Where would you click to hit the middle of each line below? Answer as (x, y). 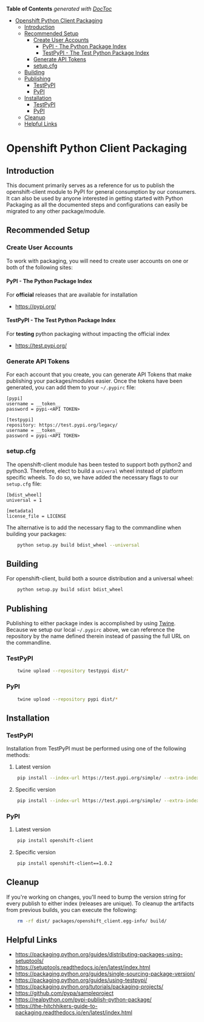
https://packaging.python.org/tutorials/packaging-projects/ (89, 987)
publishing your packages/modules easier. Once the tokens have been (94, 381)
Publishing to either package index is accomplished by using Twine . (91, 623)
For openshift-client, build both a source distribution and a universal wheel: (100, 578)
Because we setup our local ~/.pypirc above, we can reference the (90, 630)
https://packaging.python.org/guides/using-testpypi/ (81, 980)
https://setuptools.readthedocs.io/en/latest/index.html (83, 967)
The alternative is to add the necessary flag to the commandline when (94, 527)
